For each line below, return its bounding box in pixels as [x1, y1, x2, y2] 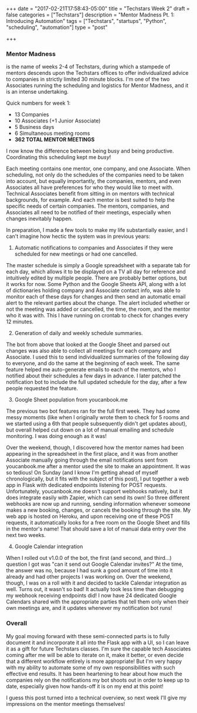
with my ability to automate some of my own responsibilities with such [6, 664, 175, 671]
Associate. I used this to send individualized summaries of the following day [6, 353, 189, 361]
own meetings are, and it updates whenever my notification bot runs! [6, 605, 172, 612]
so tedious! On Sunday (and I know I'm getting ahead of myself [6, 469, 158, 476]
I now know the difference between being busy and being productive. [6, 147, 174, 155]
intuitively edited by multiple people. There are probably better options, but [6, 274, 188, 281]
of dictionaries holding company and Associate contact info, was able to [6, 287, 181, 294]
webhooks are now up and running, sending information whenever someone [6, 500, 191, 508]
